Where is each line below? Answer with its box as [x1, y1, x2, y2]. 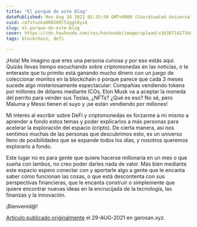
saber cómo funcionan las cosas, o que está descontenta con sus [6, 173, 165, 180]
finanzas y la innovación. [6, 191, 66, 198]
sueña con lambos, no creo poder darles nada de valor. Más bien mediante [6, 160, 187, 167]
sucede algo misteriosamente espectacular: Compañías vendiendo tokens [6, 82, 185, 88]
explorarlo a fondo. [6, 143, 52, 150]
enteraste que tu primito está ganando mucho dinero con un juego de [6, 70, 174, 76]
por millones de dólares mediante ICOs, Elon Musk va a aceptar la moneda [6, 88, 186, 95]
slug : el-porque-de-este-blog [6, 25, 80, 31]
